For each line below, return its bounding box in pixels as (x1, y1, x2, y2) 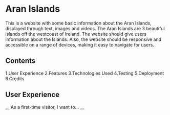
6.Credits (5, 75, 25, 82)
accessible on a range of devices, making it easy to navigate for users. (5, 41, 155, 48)
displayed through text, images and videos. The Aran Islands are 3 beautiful (5, 25, 165, 31)
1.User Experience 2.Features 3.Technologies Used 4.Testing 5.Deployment (5, 70, 164, 76)
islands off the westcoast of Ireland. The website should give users (5, 31, 147, 37)
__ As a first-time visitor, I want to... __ (5, 104, 84, 110)
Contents (5, 57, 36, 65)
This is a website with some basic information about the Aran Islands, (5, 20, 152, 26)
